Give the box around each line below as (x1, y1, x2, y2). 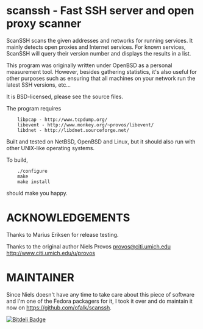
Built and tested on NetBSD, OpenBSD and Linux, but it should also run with (6, 138, 196, 145)
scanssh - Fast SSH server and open (6, 4, 194, 18)
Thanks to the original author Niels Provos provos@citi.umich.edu (6, 242, 171, 250)
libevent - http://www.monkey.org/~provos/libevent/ (17, 121, 154, 128)
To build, (6, 156, 29, 164)
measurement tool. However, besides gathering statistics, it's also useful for (6, 68, 197, 75)
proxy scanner (6, 16, 82, 31)
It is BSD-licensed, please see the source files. (6, 93, 124, 100)
